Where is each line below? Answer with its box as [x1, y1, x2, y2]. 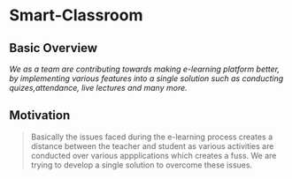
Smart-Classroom [9, 5, 143, 26]
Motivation [9, 108, 71, 123]
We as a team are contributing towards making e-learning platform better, [9, 63, 280, 74]
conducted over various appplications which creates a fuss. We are [30, 150, 277, 160]
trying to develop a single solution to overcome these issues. [30, 160, 253, 170]
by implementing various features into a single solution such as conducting [9, 73, 284, 84]
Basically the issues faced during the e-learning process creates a [30, 131, 273, 142]
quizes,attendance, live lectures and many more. [9, 83, 188, 93]
